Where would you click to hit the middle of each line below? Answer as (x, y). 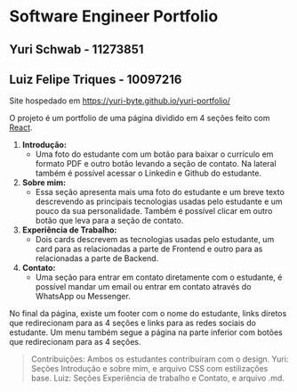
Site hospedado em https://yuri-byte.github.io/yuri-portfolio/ (120, 101)
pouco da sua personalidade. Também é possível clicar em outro (154, 211)
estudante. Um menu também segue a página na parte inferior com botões (146, 332)
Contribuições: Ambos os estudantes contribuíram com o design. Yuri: (160, 359)
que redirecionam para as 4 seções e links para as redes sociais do (132, 323)
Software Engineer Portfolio (114, 16)
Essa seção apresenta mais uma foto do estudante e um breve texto (160, 192)
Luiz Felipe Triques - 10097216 (96, 79)
